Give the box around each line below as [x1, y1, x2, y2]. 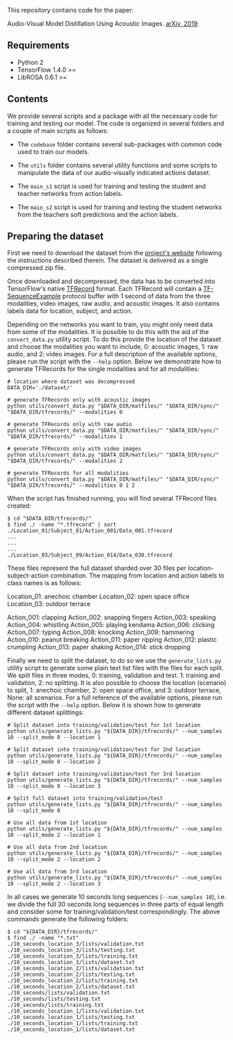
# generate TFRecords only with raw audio [7, 421, 132, 428]
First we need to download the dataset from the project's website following [7, 249, 223, 257]
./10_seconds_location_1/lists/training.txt [7, 1020, 138, 1027]
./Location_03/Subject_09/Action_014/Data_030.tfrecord [7, 552, 172, 559]
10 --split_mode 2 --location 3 [7, 880, 101, 888]
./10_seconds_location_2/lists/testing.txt [7, 971, 136, 979]
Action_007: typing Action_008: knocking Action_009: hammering [7, 628, 195, 637]
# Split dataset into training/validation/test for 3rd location [7, 771, 200, 778]
